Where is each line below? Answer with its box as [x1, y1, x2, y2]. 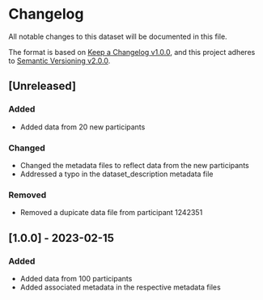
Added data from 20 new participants [19, 122, 146, 132]
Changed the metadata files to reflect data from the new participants [19, 160, 249, 170]
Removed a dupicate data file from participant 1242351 [19, 208, 203, 218]
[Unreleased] [8, 79, 77, 93]
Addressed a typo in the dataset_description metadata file [19, 169, 214, 179]
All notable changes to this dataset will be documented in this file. [8, 32, 228, 41]
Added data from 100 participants [19, 273, 133, 283]
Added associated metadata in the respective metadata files [19, 282, 221, 292]
